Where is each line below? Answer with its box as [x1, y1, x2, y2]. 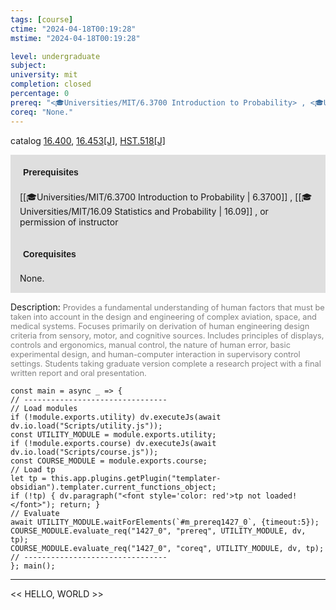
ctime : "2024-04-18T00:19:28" [10, 24, 137, 34]
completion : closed [10, 79, 92, 90]
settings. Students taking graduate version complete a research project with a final [10, 358, 322, 369]
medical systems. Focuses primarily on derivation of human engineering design [10, 321, 310, 331]
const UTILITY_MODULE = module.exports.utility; [10, 429, 217, 440]
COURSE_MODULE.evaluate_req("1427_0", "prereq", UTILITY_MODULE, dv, [10, 526, 307, 536]
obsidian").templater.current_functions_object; [10, 482, 217, 492]
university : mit [10, 70, 78, 80]
